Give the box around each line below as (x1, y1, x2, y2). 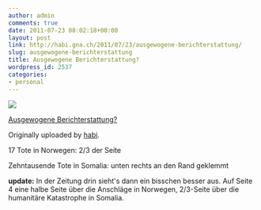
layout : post (8, 33, 51, 42)
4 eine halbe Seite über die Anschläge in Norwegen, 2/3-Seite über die (8, 184, 240, 194)
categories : (8, 71, 47, 78)
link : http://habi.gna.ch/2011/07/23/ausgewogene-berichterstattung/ (8, 41, 243, 49)
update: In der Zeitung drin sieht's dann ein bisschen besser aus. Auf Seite (8, 176, 253, 185)
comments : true (8, 19, 59, 27)
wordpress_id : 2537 (8, 63, 73, 71)
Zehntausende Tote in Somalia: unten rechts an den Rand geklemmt (8, 160, 229, 170)
